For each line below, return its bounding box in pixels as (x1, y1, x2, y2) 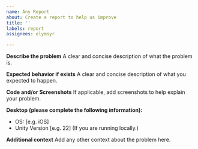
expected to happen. (6, 77, 58, 84)
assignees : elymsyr (6, 31, 55, 37)
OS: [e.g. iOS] (14, 118, 49, 126)
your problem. (6, 95, 41, 102)
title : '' (6, 20, 31, 26)
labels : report (6, 25, 44, 32)
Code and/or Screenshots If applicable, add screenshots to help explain (6, 89, 185, 96)
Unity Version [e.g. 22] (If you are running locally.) (14, 124, 139, 132)
